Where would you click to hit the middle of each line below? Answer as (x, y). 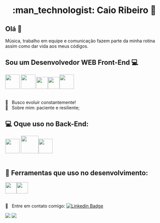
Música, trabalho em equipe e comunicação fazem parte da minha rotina (80, 41)
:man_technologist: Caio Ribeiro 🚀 (84, 10)
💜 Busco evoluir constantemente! (41, 102)
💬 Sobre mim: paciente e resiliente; (43, 107)
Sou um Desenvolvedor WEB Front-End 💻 (72, 63)
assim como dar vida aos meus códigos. (47, 46)
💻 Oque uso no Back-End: (47, 124)
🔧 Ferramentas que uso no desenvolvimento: (77, 173)
